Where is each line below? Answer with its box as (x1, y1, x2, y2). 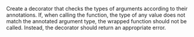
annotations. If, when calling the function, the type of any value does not (6, 11, 186, 18)
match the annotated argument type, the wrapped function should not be (6, 18, 187, 24)
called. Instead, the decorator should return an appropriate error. (6, 24, 166, 31)
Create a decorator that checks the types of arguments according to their (6, 5, 188, 12)
